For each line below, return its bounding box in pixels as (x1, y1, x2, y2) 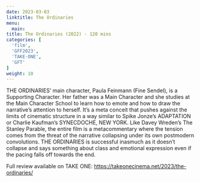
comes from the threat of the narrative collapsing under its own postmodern (6, 132, 195, 139)
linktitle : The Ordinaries (6, 14, 74, 20)
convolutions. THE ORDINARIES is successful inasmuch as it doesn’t (6, 138, 175, 145)
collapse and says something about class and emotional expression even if (6, 145, 192, 152)
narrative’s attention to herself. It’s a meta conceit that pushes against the (6, 106, 187, 113)
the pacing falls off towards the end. (6, 151, 96, 158)
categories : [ (6, 37, 42, 43)
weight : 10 (6, 71, 34, 77)
